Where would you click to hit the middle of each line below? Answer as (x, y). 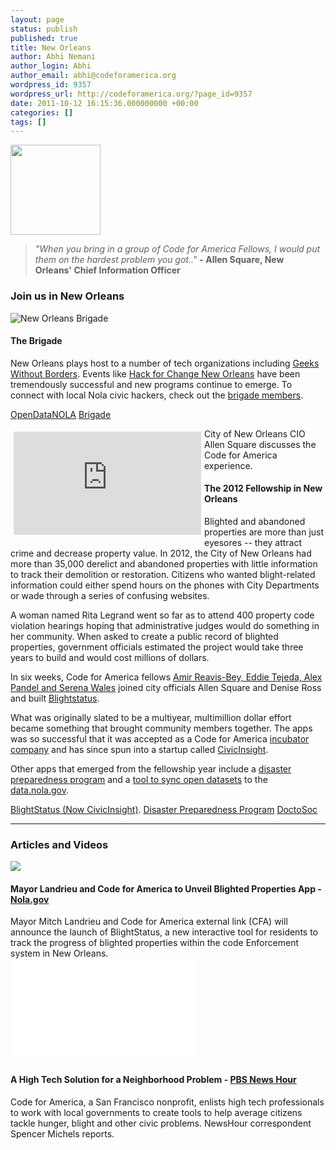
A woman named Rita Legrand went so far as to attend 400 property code (162, 615)
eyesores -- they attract (253, 542)
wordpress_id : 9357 (51, 85)
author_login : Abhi (51, 66)
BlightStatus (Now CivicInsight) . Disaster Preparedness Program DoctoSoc (164, 809)
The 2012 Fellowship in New (263, 488)
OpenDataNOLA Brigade (61, 414)
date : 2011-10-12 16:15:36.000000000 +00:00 (104, 103)
